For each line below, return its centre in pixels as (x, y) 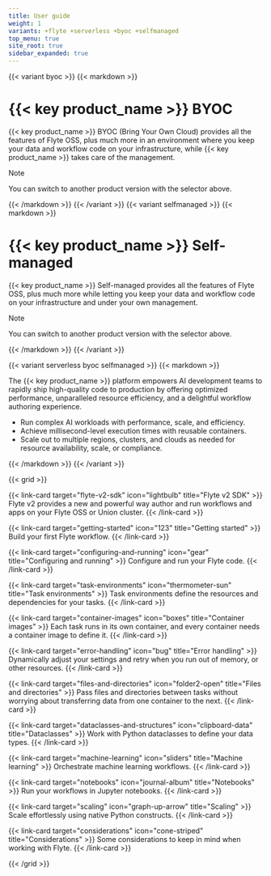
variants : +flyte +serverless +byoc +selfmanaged (94, 31)
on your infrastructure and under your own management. (103, 302)
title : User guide (39, 16)
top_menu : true (34, 38)
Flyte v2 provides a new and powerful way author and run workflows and (130, 503)
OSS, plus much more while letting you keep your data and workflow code (132, 294)
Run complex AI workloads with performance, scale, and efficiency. (132, 422)
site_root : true (36, 46)
